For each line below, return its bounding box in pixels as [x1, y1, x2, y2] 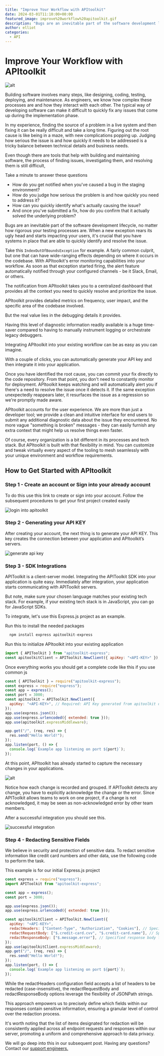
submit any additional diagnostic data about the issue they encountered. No [5, 417, 157, 422]
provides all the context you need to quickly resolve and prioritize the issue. [5, 288, 157, 294]
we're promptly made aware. [5, 397, 63, 403]
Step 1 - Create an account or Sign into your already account [5, 481, 151, 488]
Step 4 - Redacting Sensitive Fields [5, 836, 90, 843]
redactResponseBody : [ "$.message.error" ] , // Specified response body [9, 935, 156, 940]
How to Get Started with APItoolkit [5, 467, 111, 475]
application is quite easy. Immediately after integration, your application [5, 579, 149, 585]
